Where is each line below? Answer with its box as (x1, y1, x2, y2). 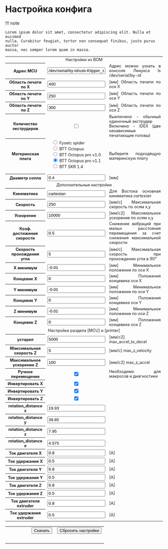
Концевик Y (13, 298, 37, 304)
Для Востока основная (109, 189, 161, 194)
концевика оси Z (109, 322, 141, 327)
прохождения (11, 251, 39, 257)
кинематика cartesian (109, 193, 151, 199)
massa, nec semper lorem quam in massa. (5, 47, 91, 52)
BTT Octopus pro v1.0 (59, 152, 101, 157)
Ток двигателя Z (9, 483, 42, 488)
